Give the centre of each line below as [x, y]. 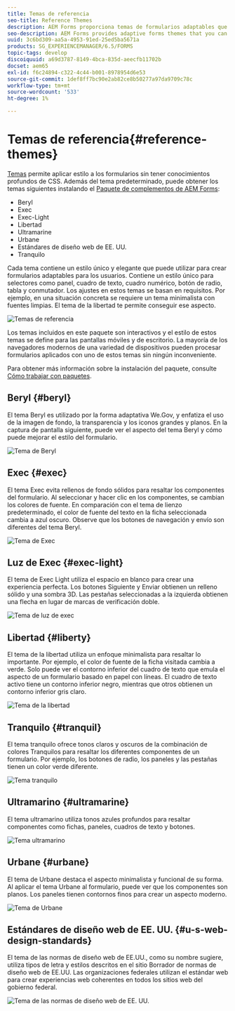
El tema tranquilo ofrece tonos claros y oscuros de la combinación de [108, 744]
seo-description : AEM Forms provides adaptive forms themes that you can [117, 33]
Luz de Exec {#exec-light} [66, 562]
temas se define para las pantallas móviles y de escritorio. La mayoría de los [117, 340]
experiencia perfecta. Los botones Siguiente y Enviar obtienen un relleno [112, 587]
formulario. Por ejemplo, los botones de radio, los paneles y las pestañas [112, 759]
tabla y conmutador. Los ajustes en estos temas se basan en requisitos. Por [116, 290]
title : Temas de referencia [48, 14]
